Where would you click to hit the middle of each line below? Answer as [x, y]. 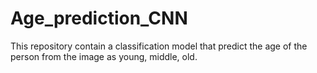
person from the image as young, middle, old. [104, 56]
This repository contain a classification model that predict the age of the [159, 46]
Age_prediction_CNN [99, 18]
